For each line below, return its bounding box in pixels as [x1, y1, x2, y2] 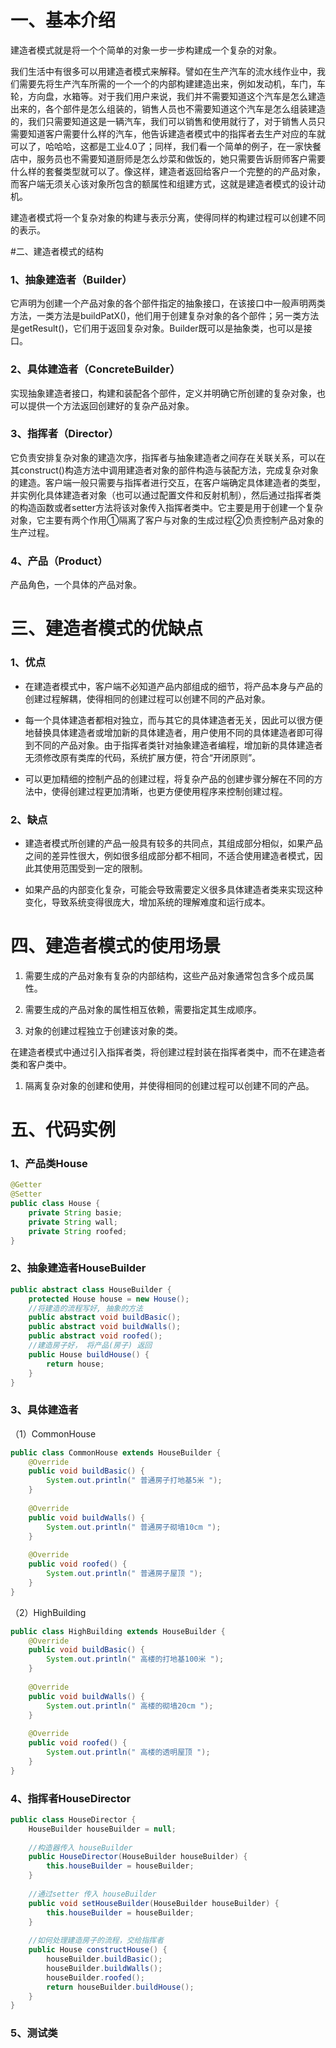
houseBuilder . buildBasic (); [46, 1954, 163, 1965]
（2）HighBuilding [10, 1606, 87, 1618]
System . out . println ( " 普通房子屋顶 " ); [46, 1569, 203, 1579]
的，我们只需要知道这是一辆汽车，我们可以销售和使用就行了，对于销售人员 [10, 115, 317, 127]
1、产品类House [10, 1156, 88, 1170]
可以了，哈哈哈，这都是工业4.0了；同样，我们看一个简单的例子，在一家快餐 [10, 140, 322, 152]
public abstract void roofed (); [28, 1331, 163, 1341]
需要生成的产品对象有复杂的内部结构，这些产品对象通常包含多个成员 [24, 969, 306, 981]
